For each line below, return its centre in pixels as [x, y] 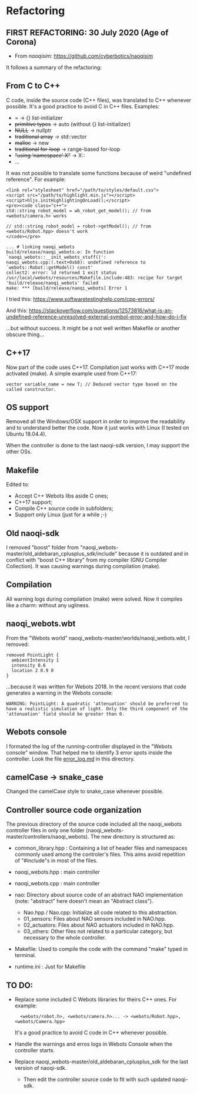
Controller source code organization [74, 810]
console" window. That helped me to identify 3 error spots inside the [89, 752]
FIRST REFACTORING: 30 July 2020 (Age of [87, 33]
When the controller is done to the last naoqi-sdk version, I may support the [98, 446]
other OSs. [19, 452]
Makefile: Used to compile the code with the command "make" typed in [101, 949]
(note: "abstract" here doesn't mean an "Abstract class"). [84, 901]
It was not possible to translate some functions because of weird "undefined [98, 173]
